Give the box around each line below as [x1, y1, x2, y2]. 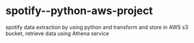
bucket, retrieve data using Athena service [5, 29, 109, 37]
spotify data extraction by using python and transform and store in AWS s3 [5, 24, 189, 31]
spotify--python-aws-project [5, 4, 153, 18]
